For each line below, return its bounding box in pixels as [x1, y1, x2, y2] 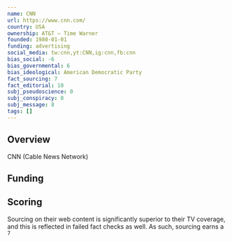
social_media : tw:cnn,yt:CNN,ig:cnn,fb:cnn [7, 50, 136, 57]
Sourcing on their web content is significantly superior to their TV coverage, [7, 215, 226, 223]
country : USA [7, 23, 45, 30]
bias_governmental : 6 [7, 62, 71, 69]
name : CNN [7, 10, 36, 17]
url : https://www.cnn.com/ [7, 17, 86, 24]
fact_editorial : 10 [7, 82, 64, 89]
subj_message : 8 [7, 101, 55, 108]
